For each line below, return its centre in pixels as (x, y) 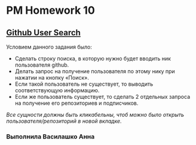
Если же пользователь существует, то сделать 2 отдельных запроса (102, 97)
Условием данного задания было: (49, 47)
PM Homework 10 (51, 10)
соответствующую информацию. (57, 90)
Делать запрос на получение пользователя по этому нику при (95, 71)
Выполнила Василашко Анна (50, 137)
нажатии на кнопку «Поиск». (52, 78)
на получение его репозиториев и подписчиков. (76, 103)
